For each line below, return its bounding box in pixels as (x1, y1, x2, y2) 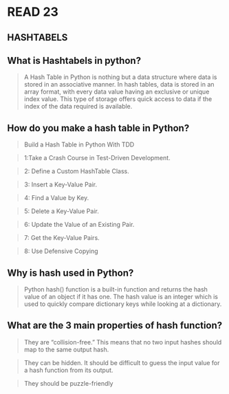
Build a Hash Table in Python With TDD (23, 140, 135, 149)
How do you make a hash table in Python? (7, 122, 190, 134)
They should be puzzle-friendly (23, 379, 113, 387)
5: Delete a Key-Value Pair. (23, 207, 100, 215)
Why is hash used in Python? (7, 267, 134, 278)
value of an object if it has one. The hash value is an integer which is (23, 293, 219, 301)
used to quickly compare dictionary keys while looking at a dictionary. (23, 300, 222, 308)
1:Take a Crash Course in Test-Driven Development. (23, 154, 171, 162)
